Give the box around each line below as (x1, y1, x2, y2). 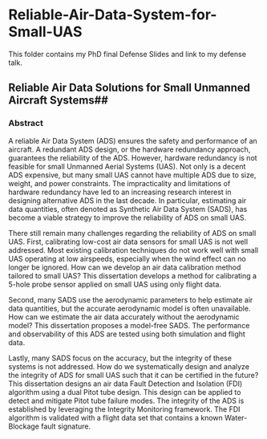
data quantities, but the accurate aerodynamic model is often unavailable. (8, 303, 251, 313)
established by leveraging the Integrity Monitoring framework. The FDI (8, 404, 241, 414)
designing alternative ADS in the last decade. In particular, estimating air (8, 195, 247, 205)
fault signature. (41, 421, 91, 431)
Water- (224, 413, 248, 422)
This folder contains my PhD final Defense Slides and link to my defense (8, 49, 247, 59)
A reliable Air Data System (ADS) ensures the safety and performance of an (8, 136, 258, 145)
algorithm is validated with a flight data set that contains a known (8, 413, 223, 422)
